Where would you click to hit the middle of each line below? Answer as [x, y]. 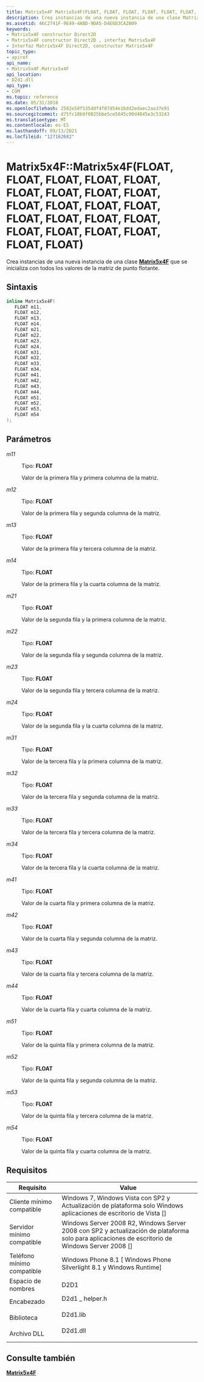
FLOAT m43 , [28, 386]
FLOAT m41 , [28, 375]
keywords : [19, 29]
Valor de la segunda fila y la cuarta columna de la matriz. [93, 726]
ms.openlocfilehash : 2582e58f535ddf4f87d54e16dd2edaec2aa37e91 [88, 108]
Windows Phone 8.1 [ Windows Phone [117, 1259]
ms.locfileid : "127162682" [40, 137]
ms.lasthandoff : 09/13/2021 [42, 131]
